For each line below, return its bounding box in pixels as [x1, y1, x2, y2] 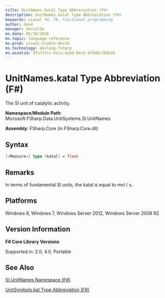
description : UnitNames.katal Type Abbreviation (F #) [5, 12, 123, 17]
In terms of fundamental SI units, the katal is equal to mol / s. [5, 181, 133, 187]
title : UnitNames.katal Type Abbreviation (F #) [5, 7, 109, 13]
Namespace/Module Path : [5, 110, 62, 116]
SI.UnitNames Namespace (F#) [5, 277, 70, 283]
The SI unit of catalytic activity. [5, 100, 70, 107]
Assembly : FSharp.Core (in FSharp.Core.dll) [5, 125, 99, 132]
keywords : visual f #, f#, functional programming [5, 17, 113, 22]
